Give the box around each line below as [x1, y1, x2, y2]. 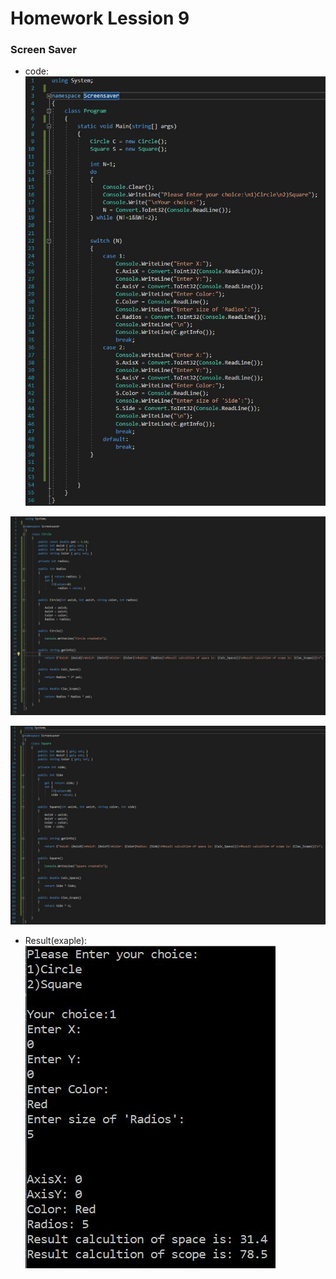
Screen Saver [10, 43, 77, 57]
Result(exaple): [24, 934, 88, 946]
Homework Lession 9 [10, 7, 190, 30]
